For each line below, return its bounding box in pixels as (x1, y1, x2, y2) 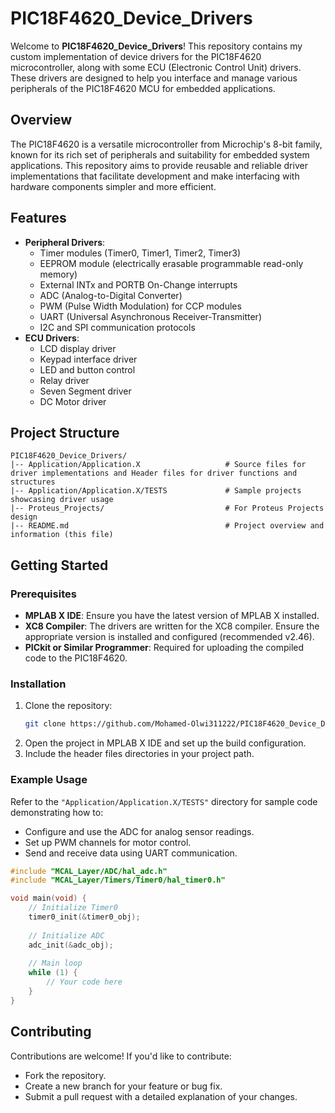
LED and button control (39, 363, 136, 376)
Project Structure (10, 424, 120, 441)
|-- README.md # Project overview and (10, 521, 325, 531)
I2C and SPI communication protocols (39, 321, 196, 333)
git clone (24, 719, 67, 729)
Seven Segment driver (39, 385, 132, 397)
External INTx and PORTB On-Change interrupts (39, 278, 238, 291)
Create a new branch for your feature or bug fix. (24, 1080, 223, 1092)
